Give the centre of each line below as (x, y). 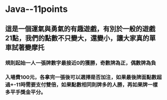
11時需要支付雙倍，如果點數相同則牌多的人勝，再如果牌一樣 (87, 85)
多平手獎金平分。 (26, 92)
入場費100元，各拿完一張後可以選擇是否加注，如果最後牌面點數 (81, 77)
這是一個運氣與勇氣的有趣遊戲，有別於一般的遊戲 (80, 29)
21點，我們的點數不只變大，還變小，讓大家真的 (77, 38)
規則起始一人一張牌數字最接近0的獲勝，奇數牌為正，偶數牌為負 (81, 63)
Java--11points (37, 9)
